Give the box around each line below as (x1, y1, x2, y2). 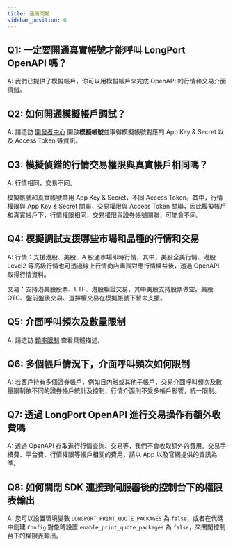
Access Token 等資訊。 (15, 136, 82, 145)
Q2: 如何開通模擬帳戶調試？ (7, 108, 127, 120)
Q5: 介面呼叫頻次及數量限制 (7, 316, 127, 328)
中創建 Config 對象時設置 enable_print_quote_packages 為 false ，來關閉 (7, 523, 214, 531)
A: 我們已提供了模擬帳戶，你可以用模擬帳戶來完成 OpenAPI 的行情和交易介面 (7, 77, 227, 86)
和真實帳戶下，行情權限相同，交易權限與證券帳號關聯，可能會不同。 (7, 210, 202, 219)
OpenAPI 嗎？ (7, 57, 67, 69)
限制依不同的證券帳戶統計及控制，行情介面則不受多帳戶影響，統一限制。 (13, 387, 220, 395)
